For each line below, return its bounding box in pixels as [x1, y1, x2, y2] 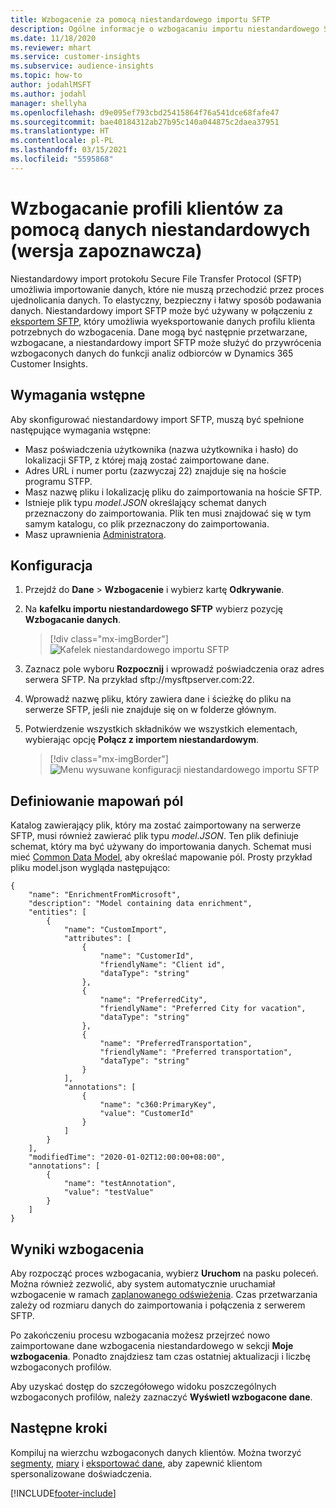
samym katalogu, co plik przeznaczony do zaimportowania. [24, 517, 270, 530]
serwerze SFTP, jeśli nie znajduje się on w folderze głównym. [24, 704, 277, 716]
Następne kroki [10, 1420, 108, 1437]
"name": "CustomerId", [99, 951, 195, 961]
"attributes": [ [63, 934, 132, 944]
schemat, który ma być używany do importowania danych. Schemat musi [10, 841, 312, 853]
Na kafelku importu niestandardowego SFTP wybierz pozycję [24, 603, 283, 615]
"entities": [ [28, 907, 87, 918]
